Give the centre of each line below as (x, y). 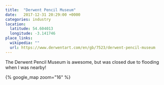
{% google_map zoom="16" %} (38, 77)
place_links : (19, 38)
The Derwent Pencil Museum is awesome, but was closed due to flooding (82, 62)
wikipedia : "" (25, 43)
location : (16, 24)
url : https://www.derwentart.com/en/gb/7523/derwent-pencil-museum (83, 48)
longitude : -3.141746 (33, 33)
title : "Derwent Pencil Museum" (41, 10)
